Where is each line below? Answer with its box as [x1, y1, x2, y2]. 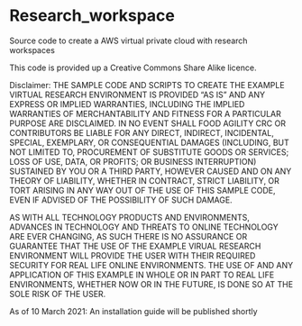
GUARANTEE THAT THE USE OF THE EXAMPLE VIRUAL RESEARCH [9, 240, 261, 251]
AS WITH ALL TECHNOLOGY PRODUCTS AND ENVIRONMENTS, [9, 212, 250, 222]
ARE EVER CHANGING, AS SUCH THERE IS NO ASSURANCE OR [9, 231, 248, 241]
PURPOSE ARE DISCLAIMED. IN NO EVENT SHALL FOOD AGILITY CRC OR [9, 118, 287, 129]
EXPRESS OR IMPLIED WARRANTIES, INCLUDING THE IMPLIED [9, 98, 245, 109]
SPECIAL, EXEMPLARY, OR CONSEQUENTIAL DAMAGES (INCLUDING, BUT [9, 137, 290, 148]
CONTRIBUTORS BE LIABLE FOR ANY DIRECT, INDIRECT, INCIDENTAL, [9, 127, 275, 138]
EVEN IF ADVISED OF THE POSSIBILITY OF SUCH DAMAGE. [9, 195, 233, 205]
